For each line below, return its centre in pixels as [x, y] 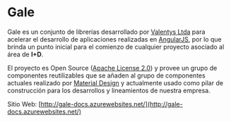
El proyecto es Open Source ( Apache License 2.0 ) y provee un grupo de [112, 68]
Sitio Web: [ [24, 104]
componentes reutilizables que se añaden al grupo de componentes [107, 75]
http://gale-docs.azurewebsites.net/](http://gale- [112, 104]
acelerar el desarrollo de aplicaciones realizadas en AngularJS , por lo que [114, 39]
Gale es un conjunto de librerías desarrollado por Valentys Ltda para [106, 32]
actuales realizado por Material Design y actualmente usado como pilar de [115, 83]
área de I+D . [25, 54]
